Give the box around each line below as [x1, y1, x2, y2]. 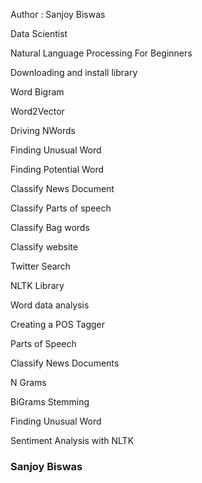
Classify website [10, 241, 78, 253]
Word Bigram [10, 86, 65, 98]
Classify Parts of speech [10, 202, 112, 214]
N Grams [10, 377, 47, 388]
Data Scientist [10, 28, 68, 39]
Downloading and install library [10, 67, 138, 78]
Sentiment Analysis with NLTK [10, 435, 135, 446]
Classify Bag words [10, 222, 90, 233]
